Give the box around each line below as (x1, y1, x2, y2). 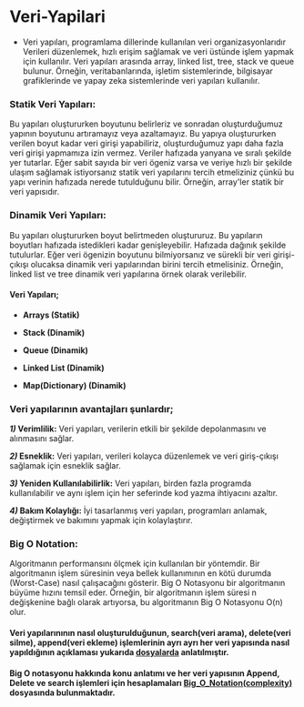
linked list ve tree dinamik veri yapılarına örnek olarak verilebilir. (9, 268, 248, 279)
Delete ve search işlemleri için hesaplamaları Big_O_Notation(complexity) (9, 677, 293, 688)
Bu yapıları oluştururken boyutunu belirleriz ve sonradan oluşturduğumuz (9, 118, 284, 129)
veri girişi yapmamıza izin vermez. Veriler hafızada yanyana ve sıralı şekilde (9, 147, 292, 158)
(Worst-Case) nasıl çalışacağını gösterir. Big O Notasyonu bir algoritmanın (9, 578, 286, 589)
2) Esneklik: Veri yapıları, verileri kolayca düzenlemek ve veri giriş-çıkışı (9, 450, 279, 461)
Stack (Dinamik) (22, 327, 85, 338)
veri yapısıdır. (9, 187, 60, 197)
